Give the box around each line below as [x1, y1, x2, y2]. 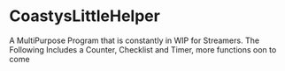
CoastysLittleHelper [9, 6, 161, 26]
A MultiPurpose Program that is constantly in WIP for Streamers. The [9, 35, 259, 46]
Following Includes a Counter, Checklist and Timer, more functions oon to [9, 44, 277, 54]
